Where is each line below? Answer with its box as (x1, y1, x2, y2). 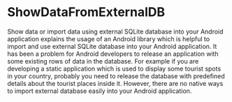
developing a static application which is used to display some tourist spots (7, 64, 222, 73)
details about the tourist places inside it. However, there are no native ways (7, 79, 224, 87)
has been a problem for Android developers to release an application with (7, 50, 219, 58)
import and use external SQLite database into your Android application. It (7, 42, 217, 50)
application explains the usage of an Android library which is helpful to (7, 34, 210, 43)
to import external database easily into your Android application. (7, 87, 192, 95)
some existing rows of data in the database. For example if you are (7, 57, 199, 65)
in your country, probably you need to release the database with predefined (7, 71, 225, 80)
